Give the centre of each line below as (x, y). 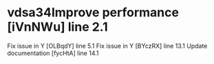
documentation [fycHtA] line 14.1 (53, 53)
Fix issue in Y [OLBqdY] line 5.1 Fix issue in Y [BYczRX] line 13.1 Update (107, 46)
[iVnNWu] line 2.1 (57, 27)
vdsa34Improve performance (93, 13)
